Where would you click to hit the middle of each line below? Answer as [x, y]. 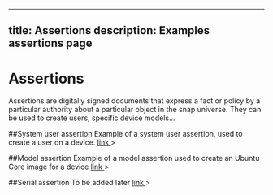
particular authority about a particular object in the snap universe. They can [135, 110]
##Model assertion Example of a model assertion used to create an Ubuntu [134, 158]
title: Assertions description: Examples [109, 30]
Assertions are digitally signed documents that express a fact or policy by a [134, 101]
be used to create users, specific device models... [92, 118]
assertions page [50, 43]
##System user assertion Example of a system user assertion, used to [126, 134]
